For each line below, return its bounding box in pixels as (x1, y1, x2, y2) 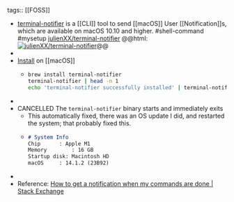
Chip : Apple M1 (27, 140, 91, 147)
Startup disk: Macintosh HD (27, 153, 109, 160)
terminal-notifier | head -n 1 (27, 77, 119, 84)
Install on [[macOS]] (17, 56, 75, 65)
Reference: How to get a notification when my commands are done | (17, 180, 214, 187)
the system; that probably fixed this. (27, 118, 132, 127)
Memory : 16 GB (27, 146, 94, 154)
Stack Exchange (17, 187, 64, 195)
